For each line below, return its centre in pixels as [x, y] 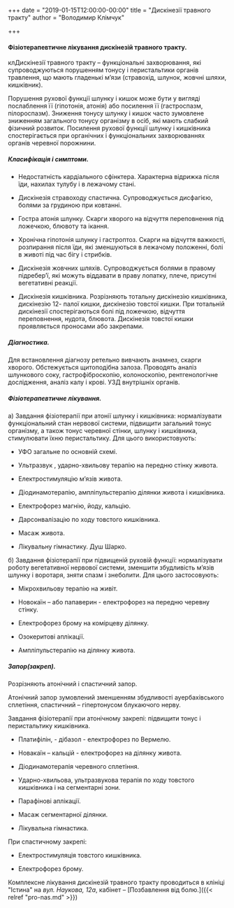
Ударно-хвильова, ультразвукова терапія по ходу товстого [106, 780]
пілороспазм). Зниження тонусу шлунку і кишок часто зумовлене [106, 113]
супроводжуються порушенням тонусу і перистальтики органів [103, 70]
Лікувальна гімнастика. [53, 828]
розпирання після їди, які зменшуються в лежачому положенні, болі [120, 247]
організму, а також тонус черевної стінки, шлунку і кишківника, [103, 431]
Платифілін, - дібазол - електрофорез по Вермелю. [94, 739]
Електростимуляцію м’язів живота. [70, 479]
